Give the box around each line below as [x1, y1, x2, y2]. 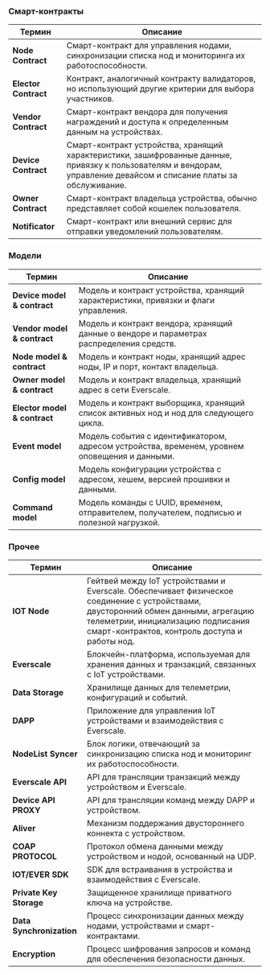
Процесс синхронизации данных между [87, 910, 244, 921]
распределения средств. [78, 338, 177, 349]
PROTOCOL [12, 850, 58, 862]
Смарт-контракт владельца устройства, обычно [66, 193, 257, 204]
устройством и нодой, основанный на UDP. [87, 850, 257, 862]
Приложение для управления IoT [87, 705, 216, 716]
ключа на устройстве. [87, 897, 173, 908]
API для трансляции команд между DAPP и [87, 794, 256, 805]
